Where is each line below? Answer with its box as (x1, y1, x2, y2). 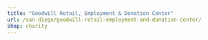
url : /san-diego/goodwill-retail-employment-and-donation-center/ (7, 16, 202, 23)
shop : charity (7, 22, 48, 29)
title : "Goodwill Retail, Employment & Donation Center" (7, 9, 174, 17)
